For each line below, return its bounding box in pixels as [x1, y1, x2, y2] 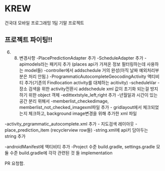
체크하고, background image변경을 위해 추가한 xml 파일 [28, 110, 137, 116]
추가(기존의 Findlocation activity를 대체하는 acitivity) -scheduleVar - [24, 79, 160, 85]
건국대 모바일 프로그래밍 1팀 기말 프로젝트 [4, 20, 84, 26]
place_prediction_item [4, 127, 50, 133]
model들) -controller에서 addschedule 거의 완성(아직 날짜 [24, 67, 138, 73]
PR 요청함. [4, 160, 25, 166]
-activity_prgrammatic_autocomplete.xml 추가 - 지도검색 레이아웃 [4, 121, 134, 127]
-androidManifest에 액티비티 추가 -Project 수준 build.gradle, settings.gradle [4, 143, 155, 149]
